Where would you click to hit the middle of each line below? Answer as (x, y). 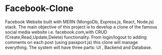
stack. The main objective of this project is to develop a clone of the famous (81, 27)
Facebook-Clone (39, 8)
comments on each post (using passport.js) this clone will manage (72, 42)
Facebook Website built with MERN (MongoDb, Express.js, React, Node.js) (80, 22)
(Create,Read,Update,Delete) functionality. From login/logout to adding (76, 37)
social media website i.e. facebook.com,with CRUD (56, 32)
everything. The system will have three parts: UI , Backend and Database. (79, 47)
